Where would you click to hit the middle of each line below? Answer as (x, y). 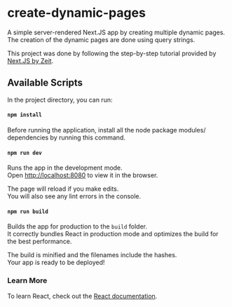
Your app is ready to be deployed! (56, 262)
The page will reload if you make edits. (63, 189)
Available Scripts (45, 83)
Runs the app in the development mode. (65, 168)
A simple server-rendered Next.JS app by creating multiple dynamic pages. (116, 32)
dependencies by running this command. (67, 137)
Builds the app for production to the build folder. (77, 226)
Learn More (27, 280)
